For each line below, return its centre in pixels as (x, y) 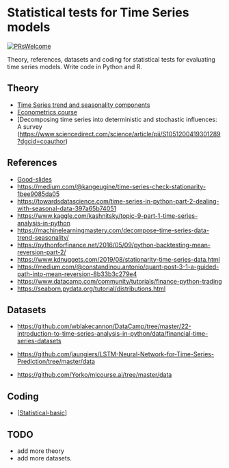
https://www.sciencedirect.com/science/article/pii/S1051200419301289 (120, 134)
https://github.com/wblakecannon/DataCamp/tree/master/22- (104, 326)
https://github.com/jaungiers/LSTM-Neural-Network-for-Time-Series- (115, 354)
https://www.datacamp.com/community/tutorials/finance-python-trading (119, 281)
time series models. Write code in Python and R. (75, 66)
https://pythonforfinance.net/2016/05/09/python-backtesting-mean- (113, 245)
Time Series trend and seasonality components (83, 105)
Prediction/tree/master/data (56, 362)
